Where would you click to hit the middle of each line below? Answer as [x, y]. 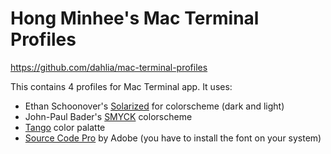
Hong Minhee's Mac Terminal [135, 18]
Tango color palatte [65, 127]
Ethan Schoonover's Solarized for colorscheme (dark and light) [154, 106]
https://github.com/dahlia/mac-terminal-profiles [109, 67]
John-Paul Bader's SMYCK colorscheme [108, 116]
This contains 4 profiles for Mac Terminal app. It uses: [121, 86]
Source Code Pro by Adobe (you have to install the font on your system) [173, 138]
